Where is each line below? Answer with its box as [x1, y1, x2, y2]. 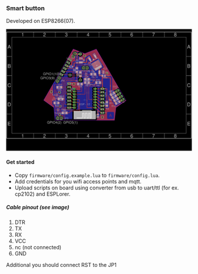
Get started [6, 159, 35, 166]
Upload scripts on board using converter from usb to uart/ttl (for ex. [14, 184, 179, 191]
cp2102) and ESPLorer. [14, 190, 71, 198]
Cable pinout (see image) [6, 204, 70, 211]
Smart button [6, 4, 45, 12]
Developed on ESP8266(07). [6, 18, 75, 25]
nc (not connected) [14, 243, 62, 250]
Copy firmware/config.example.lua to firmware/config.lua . [14, 172, 160, 179]
